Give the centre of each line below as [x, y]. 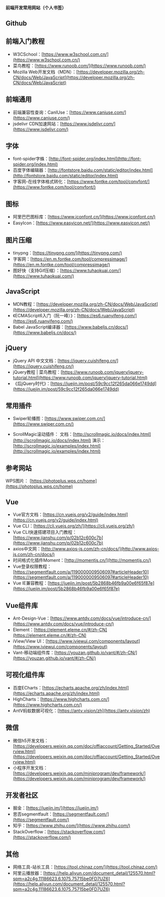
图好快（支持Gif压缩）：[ [37, 271]
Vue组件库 [22, 605]
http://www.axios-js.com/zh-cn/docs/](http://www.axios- [101, 549]
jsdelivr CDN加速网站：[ [37, 124]
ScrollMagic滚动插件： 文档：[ [43, 434]
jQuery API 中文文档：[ [36, 360]
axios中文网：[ [28, 549]
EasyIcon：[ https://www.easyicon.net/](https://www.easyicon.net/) [81, 223]
